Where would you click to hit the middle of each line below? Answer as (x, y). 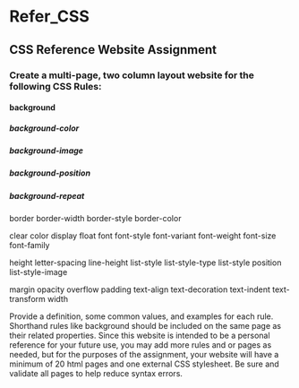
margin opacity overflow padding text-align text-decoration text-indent (140, 289)
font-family (30, 246)
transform (28, 299)
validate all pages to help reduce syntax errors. (96, 374)
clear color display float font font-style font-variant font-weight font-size (143, 236)
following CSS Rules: (56, 86)
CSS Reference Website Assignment (113, 50)
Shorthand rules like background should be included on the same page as (145, 326)
